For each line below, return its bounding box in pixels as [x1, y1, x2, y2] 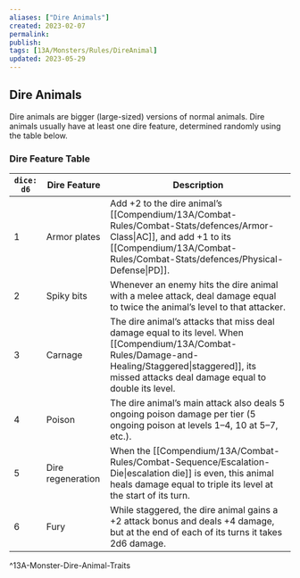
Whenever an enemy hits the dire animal [110, 278, 279, 291]
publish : [9, 37, 42, 47]
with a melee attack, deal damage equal [110, 290, 277, 302]
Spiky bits [46, 290, 87, 302]
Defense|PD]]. [110, 264, 171, 277]
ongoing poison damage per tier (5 [110, 408, 256, 420]
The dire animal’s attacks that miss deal [110, 316, 275, 328]
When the [110, 445, 151, 458]
